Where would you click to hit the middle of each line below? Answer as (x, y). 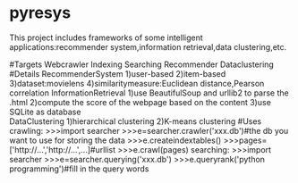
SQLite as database (45, 112)
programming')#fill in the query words (79, 169)
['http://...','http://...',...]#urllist (63, 149)
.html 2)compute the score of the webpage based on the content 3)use (140, 102)
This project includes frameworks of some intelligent (106, 37)
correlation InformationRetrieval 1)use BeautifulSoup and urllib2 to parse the (149, 93)
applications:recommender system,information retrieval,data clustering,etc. (148, 46)
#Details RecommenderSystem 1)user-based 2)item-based (118, 73)
